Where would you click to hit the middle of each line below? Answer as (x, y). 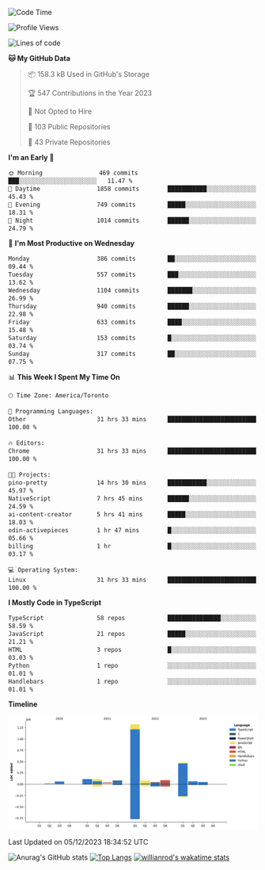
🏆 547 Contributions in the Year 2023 (90, 93)
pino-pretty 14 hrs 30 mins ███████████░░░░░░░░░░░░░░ (132, 483)
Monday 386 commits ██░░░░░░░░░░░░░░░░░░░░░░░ (132, 259)
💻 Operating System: (44, 570)
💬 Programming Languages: (51, 412)
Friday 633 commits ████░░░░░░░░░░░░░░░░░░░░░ (132, 322)
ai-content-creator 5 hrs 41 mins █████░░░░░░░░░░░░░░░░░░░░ (132, 515)
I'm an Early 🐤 (31, 157)
